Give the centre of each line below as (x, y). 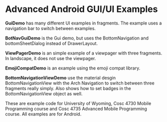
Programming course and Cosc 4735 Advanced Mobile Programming (76, 108)
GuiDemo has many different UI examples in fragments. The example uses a (83, 23)
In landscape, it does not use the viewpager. (51, 58)
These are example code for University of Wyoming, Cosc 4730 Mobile (78, 103)
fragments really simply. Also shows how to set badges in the (68, 88)
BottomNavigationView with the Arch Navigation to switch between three (80, 83)
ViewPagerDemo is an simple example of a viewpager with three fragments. (84, 53)
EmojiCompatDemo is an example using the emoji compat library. (73, 68)
